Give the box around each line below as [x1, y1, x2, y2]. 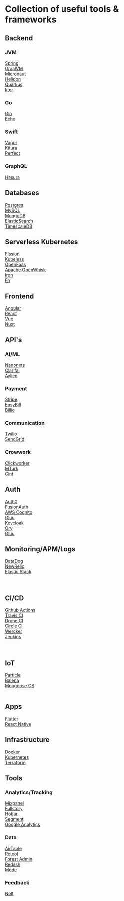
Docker [5, 749, 20, 755]
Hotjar [5, 811, 18, 817]
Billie [5, 407, 15, 413]
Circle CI [5, 623, 23, 629]
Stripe [5, 396, 18, 403]
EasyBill [5, 402, 21, 408]
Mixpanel [5, 800, 24, 806]
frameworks [5, 14, 57, 25]
